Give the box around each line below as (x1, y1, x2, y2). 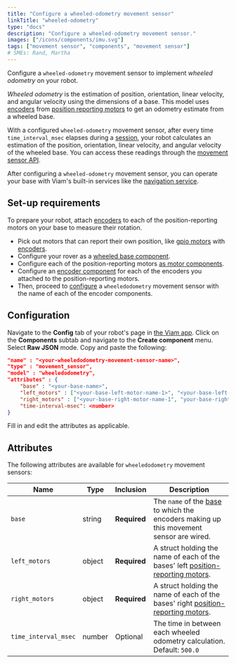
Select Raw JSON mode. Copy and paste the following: (7, 343, 167, 351)
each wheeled (153, 627, 200, 637)
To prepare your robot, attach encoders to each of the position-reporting (7, 216, 218, 224)
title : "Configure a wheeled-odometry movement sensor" (7, 10, 174, 18)
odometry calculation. (153, 637, 225, 646)
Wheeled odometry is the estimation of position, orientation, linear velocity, (7, 89, 225, 98)
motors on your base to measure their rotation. (7, 223, 143, 232)
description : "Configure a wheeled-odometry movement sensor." (7, 30, 197, 37)
